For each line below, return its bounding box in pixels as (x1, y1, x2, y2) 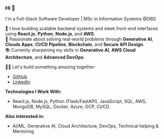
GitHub (12, 73, 28, 79)
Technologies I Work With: (5, 88, 62, 94)
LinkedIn (12, 79, 31, 85)
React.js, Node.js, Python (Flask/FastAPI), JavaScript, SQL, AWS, (12, 98, 147, 104)
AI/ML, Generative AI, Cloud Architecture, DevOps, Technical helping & (12, 123, 159, 129)
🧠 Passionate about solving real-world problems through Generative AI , (5, 36, 153, 42)
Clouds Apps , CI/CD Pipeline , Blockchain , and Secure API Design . (5, 41, 144, 47)
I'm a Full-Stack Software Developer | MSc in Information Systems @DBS (5, 16, 156, 22)
